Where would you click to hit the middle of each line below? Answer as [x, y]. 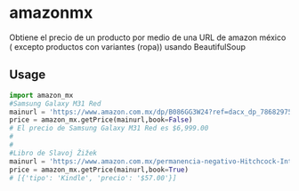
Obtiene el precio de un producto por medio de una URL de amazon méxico [148, 37]
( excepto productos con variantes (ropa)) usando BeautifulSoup [128, 46]
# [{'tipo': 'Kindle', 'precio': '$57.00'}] [93, 178]
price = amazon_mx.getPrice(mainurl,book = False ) [101, 120]
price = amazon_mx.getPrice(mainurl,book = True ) [99, 170]
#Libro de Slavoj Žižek [53, 153]
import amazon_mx [41, 95]
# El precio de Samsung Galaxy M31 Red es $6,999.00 [109, 128]
